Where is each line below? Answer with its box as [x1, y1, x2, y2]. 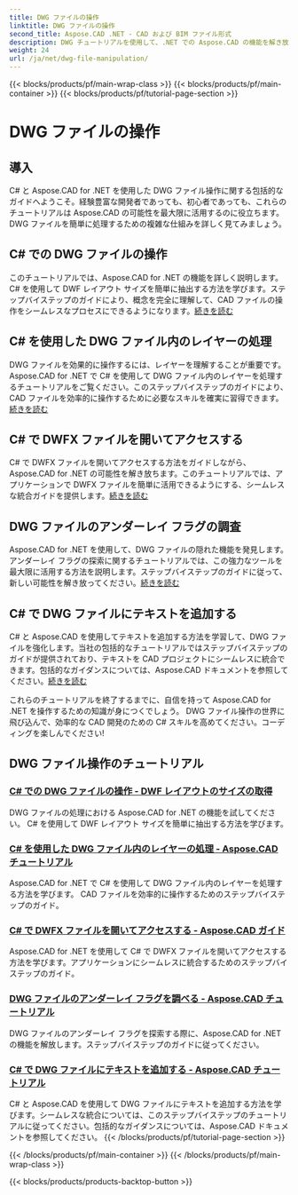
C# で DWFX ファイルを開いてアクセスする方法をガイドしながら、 [9, 457, 251, 468]
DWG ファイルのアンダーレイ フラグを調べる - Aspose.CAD [9, 993, 264, 1005]
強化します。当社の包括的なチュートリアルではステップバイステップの [32, 643, 288, 653]
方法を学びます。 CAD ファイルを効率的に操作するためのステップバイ [16, 889, 271, 899]
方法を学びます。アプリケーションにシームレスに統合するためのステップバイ [9, 957, 288, 968]
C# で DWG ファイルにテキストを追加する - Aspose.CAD [9, 1063, 251, 1075]
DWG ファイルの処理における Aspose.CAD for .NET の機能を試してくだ [9, 807, 269, 818]
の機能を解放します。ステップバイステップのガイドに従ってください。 [9, 1039, 264, 1049]
